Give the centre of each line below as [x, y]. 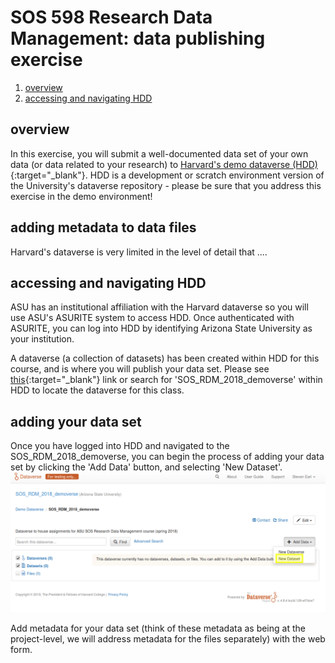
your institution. [42, 339]
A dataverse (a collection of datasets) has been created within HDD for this [165, 358]
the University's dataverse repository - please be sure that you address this [166, 185]
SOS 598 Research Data [111, 17]
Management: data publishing [138, 38]
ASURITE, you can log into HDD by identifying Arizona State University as [161, 328]
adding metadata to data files [103, 227]
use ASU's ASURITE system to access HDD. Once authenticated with [152, 318]
